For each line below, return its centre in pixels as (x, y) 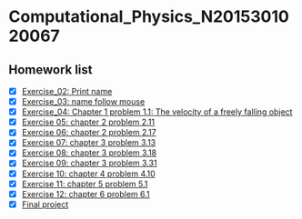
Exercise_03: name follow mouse (83, 102)
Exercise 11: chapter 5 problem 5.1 (85, 184)
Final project (45, 204)
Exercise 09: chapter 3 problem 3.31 (89, 163)
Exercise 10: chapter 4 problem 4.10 (88, 174)
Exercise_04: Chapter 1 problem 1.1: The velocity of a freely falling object (157, 112)
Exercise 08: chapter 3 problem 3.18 (89, 153)
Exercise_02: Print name (67, 91)
